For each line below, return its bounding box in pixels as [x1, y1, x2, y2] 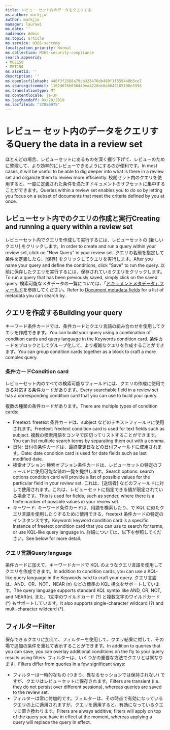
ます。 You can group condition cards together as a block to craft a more [5, 348, 156, 355]
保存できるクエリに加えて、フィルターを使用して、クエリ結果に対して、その [5, 636, 164, 642]
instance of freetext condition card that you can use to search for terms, [12, 523, 164, 529]
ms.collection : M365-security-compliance [5, 50, 94, 55]
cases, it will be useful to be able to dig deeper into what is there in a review [5, 169, 164, 175]
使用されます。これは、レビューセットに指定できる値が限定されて [21, 486, 159, 492]
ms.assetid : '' [5, 69, 38, 74]
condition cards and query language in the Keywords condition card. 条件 [5, 336, 159, 342]
